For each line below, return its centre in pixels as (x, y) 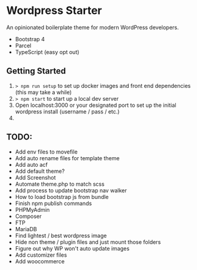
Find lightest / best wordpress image (61, 235)
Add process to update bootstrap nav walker (71, 190)
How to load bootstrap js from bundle (62, 197)
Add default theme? (40, 171)
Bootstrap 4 (30, 39)
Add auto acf (31, 164)
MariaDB (26, 229)
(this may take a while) (43, 92)
